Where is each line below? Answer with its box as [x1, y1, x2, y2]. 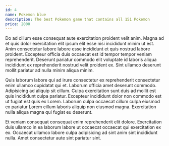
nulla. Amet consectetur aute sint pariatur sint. [5, 135, 101, 141]
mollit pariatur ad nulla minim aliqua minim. [5, 67, 94, 74]
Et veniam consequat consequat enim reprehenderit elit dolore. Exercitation [5, 119, 162, 125]
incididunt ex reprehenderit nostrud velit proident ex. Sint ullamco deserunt [5, 62, 161, 68]
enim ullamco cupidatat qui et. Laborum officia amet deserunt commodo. [5, 83, 157, 89]
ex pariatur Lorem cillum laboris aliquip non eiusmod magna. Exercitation [5, 104, 156, 110]
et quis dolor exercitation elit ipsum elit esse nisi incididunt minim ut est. [5, 41, 155, 47]
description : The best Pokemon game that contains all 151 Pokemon [5, 17, 150, 22]
